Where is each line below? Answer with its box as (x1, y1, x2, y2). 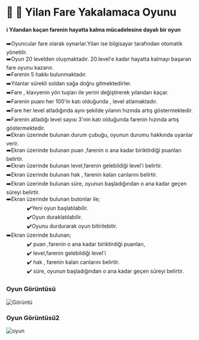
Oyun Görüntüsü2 (6, 314, 60, 322)
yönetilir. (6, 49, 28, 56)
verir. (6, 140, 19, 147)
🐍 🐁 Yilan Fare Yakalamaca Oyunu (6, 5, 177, 19)
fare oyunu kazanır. (6, 64, 54, 71)
